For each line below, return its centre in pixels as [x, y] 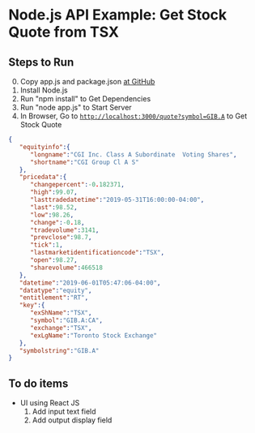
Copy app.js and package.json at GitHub [87, 81]
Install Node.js [44, 90]
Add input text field [64, 412]
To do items [38, 383]
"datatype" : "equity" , [55, 290]
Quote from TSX [64, 32]
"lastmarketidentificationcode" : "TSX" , [97, 253]
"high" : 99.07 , [54, 192]
